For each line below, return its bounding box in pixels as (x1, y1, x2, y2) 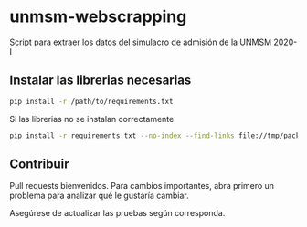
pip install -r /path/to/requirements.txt (9, 97, 174, 106)
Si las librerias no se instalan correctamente (9, 113, 175, 124)
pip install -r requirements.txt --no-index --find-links (9, 130, 235, 140)
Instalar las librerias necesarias (9, 73, 192, 88)
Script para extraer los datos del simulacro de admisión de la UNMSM (9, 36, 272, 47)
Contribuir (9, 156, 70, 171)
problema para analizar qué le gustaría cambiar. (9, 190, 189, 201)
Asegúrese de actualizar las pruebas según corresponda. (9, 208, 226, 219)
